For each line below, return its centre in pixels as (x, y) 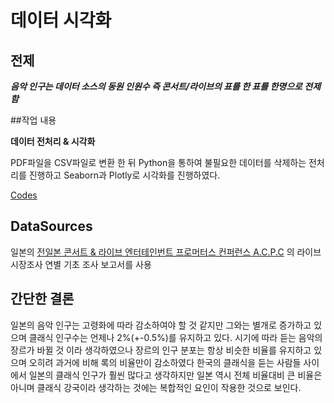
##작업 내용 (33, 120)
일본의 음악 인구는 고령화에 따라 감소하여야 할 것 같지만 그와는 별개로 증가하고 (161, 325)
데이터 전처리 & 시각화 (53, 141)
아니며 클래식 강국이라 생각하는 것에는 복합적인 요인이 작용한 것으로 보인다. (156, 387)
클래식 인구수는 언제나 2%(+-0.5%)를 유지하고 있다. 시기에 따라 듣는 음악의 (175, 337)
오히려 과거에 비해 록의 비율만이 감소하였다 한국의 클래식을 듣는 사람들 (165, 362)
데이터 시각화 (61, 20)
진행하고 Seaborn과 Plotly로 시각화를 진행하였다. (124, 175)
